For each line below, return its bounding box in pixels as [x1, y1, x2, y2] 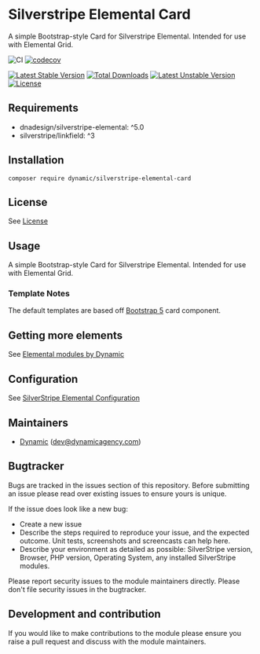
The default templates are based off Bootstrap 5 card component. [8, 306, 222, 315]
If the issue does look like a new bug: [8, 504, 128, 513]
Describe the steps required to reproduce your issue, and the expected [19, 527, 250, 537]
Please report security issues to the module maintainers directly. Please [8, 576, 240, 586]
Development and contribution [8, 608, 161, 621]
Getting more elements [8, 329, 123, 342]
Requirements [8, 101, 79, 115]
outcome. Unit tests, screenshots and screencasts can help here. [19, 536, 230, 546]
